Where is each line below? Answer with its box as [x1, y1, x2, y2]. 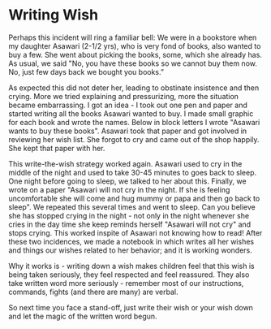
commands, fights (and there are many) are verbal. [8, 287, 179, 297]
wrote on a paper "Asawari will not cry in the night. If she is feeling [8, 184, 230, 194]
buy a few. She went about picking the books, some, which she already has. [8, 50, 262, 59]
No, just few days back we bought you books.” [8, 67, 165, 76]
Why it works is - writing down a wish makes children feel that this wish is [8, 261, 255, 271]
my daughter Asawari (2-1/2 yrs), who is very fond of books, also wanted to [8, 41, 261, 50]
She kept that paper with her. [8, 143, 105, 153]
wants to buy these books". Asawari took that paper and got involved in [8, 126, 247, 136]
